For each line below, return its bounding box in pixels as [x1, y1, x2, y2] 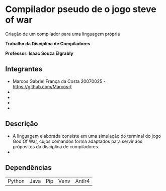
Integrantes [5, 65, 43, 73]
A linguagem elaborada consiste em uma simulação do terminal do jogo [12, 133, 161, 139]
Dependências [5, 163, 52, 172]
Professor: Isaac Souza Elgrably [5, 50, 74, 56]
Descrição [5, 120, 38, 128]
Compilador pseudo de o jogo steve [5, 4, 157, 15]
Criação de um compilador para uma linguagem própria [5, 31, 120, 37]
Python [8, 177, 25, 184]
